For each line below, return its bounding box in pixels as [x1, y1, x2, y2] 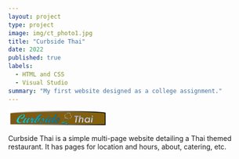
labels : [8, 63, 34, 70]
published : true [8, 54, 61, 62]
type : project [8, 20, 55, 29]
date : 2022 [8, 45, 44, 54]
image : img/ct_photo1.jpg [8, 29, 92, 37]
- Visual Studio [15, 78, 68, 86]
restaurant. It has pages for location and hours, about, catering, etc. [8, 142, 227, 152]
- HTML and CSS [15, 70, 65, 78]
